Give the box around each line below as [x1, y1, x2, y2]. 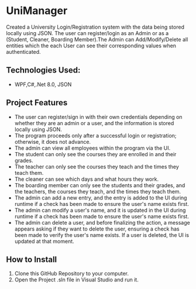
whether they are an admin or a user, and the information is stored [14, 119, 174, 126]
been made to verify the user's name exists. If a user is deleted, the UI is [14, 231, 189, 238]
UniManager [6, 4, 68, 18]
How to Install [6, 254, 57, 264]
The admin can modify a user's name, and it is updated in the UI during [14, 207, 186, 214]
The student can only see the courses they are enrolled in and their [14, 150, 177, 157]
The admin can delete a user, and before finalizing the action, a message [14, 219, 190, 226]
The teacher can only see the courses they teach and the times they [14, 163, 180, 170]
